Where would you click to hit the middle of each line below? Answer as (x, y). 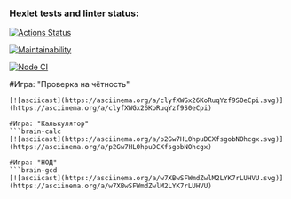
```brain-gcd (33, 171)
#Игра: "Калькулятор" (49, 124)
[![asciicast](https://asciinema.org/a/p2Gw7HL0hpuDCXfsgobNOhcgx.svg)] (146, 139)
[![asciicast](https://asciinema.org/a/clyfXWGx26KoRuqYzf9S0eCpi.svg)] (146, 100)
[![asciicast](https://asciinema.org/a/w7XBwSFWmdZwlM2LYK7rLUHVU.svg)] (146, 179)
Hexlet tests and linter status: (74, 13)
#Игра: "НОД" (33, 163)
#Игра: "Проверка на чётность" (70, 84)
